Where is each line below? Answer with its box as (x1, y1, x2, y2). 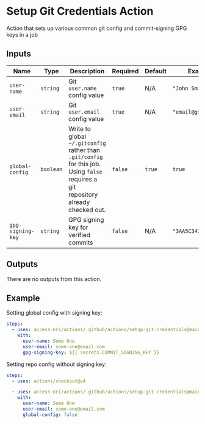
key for (68, 223, 88, 232)
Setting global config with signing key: (6, 309, 103, 316)
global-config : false (22, 411, 78, 418)
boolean (40, 166, 63, 172)
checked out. (68, 205, 106, 214)
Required (112, 67, 139, 75)
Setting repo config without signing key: (6, 360, 107, 368)
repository (68, 190, 98, 199)
